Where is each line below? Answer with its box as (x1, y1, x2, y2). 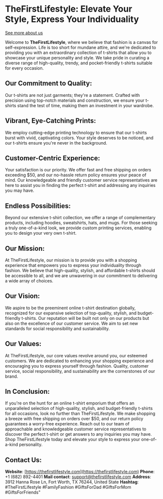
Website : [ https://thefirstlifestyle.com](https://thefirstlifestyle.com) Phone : (5, 469, 155, 475)
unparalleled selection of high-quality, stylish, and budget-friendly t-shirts (5, 406, 153, 411)
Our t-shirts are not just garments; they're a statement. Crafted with (5, 92, 140, 98)
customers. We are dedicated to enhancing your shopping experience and (5, 358, 154, 364)
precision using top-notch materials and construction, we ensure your (5, 97, 145, 103)
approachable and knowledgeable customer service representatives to (5, 426, 147, 432)
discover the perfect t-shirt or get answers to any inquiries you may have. (5, 431, 152, 437)
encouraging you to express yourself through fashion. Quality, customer (5, 363, 149, 369)
